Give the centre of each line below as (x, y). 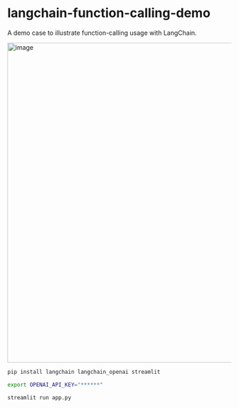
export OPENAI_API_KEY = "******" (55, 385)
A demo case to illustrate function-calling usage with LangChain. (102, 33)
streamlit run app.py (39, 397)
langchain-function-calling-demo (109, 13)
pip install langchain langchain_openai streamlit (84, 372)
